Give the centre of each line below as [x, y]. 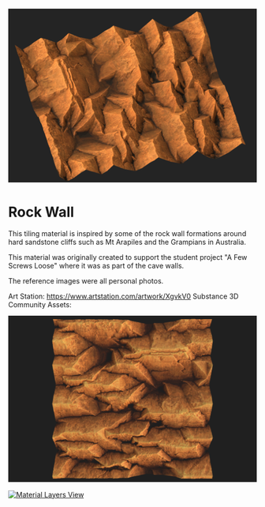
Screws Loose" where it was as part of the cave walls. [96, 266]
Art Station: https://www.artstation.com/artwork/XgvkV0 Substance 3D [123, 296]
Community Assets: [40, 305]
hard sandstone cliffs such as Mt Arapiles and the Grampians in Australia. [127, 242]
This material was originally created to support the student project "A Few [128, 257]
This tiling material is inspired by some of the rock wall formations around [127, 234]
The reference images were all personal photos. [86, 281]
